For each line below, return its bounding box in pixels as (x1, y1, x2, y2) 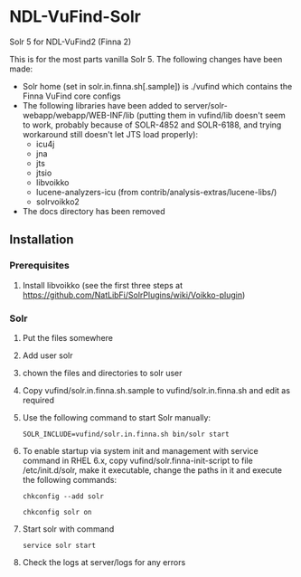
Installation (9, 232, 74, 248)
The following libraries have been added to (22, 99, 183, 110)
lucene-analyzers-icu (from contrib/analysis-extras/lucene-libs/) (35, 186, 277, 197)
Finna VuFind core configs (22, 90, 121, 101)
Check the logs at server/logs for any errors (22, 556, 186, 567)
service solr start (22, 541, 97, 550)
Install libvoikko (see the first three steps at (22, 279, 183, 290)
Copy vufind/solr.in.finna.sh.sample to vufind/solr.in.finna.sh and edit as (22, 384, 291, 395)
